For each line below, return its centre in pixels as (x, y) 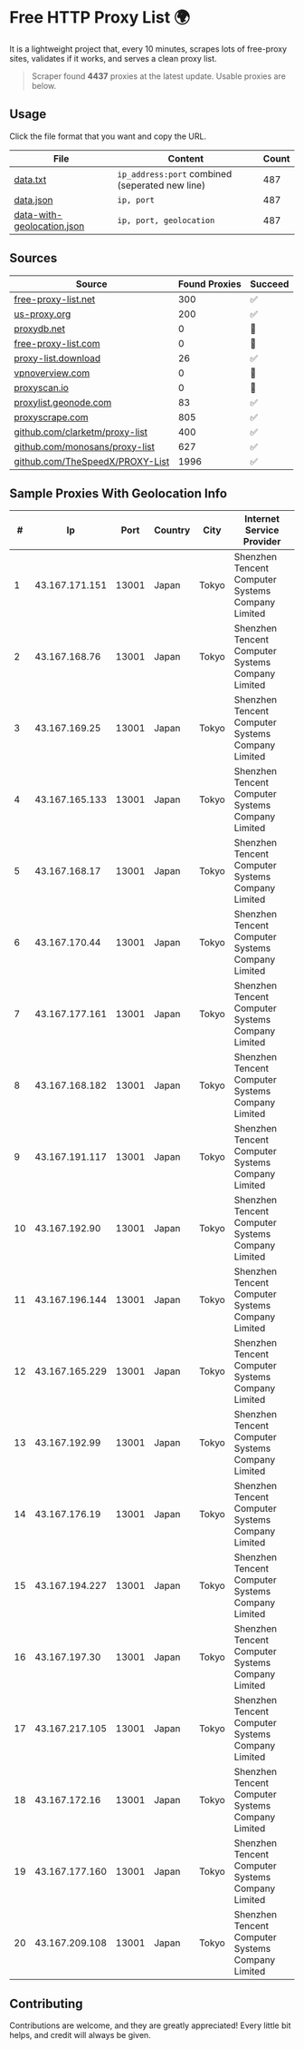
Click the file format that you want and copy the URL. (108, 136)
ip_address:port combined (175, 173)
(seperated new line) (161, 185)
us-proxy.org (43, 314)
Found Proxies (209, 284)
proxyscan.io (42, 387)
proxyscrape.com (51, 417)
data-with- (38, 214)
